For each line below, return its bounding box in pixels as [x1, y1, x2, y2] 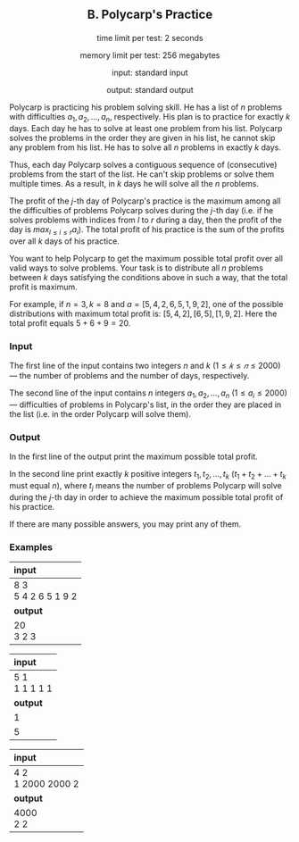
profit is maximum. [9, 281, 78, 292]
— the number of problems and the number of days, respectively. [9, 371, 250, 381]
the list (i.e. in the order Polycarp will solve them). [9, 409, 192, 420]
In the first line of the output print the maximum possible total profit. [9, 451, 259, 463]
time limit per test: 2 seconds [96, 33, 203, 44]
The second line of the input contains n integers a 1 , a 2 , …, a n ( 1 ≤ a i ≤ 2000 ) [9, 388, 288, 401]
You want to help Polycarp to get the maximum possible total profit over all [9, 253, 284, 263]
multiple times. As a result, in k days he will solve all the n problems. [9, 179, 259, 189]
